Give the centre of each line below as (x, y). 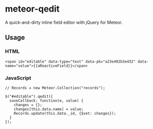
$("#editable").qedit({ (29, 96)
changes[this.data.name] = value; (49, 109)
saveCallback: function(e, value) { (46, 100)
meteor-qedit (32, 9)
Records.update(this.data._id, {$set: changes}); (65, 113)
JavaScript (18, 78)
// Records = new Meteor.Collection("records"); (55, 88)
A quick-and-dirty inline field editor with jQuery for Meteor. (64, 22)
